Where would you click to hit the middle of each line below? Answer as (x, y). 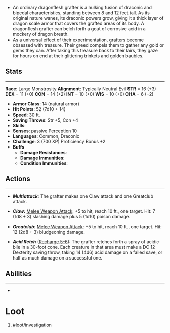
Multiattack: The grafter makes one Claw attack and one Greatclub (83, 196)
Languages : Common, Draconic (46, 136)
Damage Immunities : (42, 158)
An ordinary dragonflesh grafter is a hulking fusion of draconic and (82, 7)
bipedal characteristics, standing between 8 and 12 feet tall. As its (81, 13)
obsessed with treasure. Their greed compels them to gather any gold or (88, 45)
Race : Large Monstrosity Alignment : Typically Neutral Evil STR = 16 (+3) (81, 89)
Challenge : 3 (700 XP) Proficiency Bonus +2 (59, 141)
